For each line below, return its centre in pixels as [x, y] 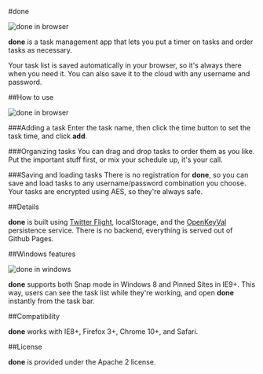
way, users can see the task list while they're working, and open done [121, 293]
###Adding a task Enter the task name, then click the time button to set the [130, 128]
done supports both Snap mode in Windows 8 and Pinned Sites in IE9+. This [132, 284]
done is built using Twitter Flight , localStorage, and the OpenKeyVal [117, 222]
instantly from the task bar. [51, 301]
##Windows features [42, 254]
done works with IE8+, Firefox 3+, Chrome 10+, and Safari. [103, 332]
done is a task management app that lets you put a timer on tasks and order [131, 42]
